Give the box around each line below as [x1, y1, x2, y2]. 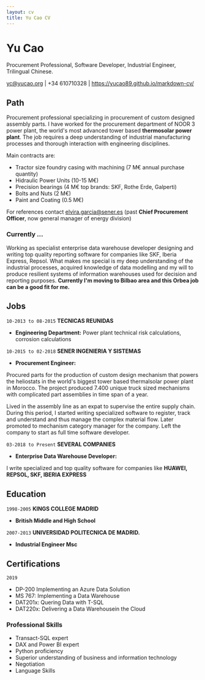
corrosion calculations [15, 336, 72, 343]
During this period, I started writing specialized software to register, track [6, 409, 191, 417]
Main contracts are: [6, 152, 56, 160]
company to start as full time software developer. [6, 429, 130, 436]
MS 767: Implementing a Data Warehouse [15, 592, 120, 599]
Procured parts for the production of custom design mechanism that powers [6, 371, 199, 379]
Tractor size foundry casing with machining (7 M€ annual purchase [15, 164, 185, 171]
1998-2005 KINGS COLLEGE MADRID [6, 505, 99, 512]
